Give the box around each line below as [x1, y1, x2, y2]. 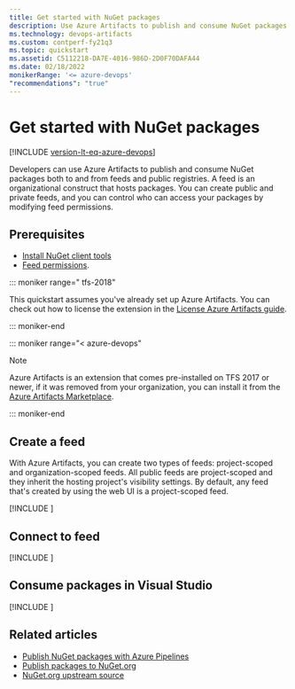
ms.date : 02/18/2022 [9, 63, 86, 72]
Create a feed [9, 434, 86, 449]
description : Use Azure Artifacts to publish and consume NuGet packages [9, 21, 288, 30]
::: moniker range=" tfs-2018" [9, 277, 116, 288]
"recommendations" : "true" [9, 79, 109, 88]
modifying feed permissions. [9, 201, 113, 212]
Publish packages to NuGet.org [21, 660, 137, 670]
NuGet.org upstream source [21, 669, 125, 680]
